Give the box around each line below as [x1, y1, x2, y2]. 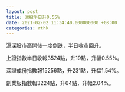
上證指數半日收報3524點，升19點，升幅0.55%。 [6, 54, 123, 62]
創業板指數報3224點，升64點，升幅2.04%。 [6, 80, 114, 87]
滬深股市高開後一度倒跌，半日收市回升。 [6, 42, 104, 49]
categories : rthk [6, 25, 49, 31]
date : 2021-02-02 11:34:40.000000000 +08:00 [6, 19, 117, 25]
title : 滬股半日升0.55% [6, 14, 60, 20]
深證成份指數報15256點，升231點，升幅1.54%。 [6, 67, 122, 74]
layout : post [6, 8, 38, 15]
